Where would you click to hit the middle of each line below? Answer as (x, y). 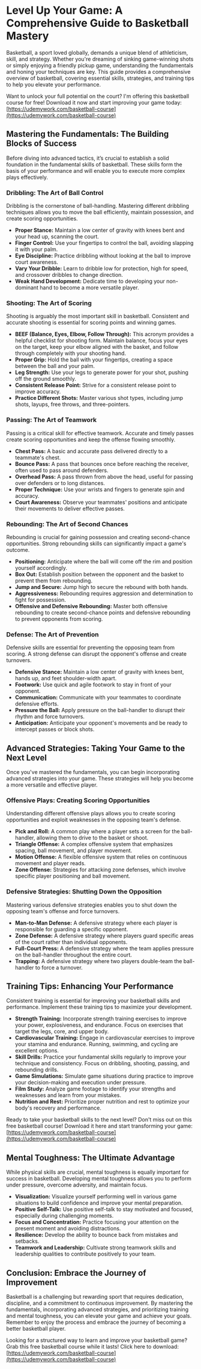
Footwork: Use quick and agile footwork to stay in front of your (93, 684)
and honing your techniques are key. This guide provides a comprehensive (98, 71)
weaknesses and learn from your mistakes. (68, 1095)
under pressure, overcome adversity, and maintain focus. (77, 1185)
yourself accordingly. (41, 567)
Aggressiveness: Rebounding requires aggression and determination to (104, 593)
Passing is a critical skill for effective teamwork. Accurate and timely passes (100, 433)
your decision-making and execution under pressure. (80, 1083)
